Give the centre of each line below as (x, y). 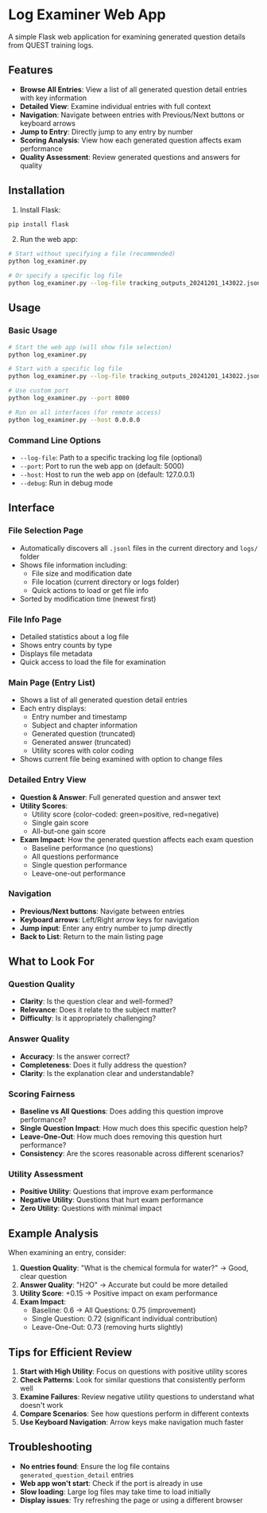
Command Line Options (55, 440)
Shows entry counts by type (66, 645)
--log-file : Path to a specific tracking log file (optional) (111, 457)
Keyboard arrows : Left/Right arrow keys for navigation (109, 919)
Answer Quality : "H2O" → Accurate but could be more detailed (124, 1285)
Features (31, 70)
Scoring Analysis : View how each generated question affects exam (131, 140)
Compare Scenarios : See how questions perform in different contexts (134, 1414)
